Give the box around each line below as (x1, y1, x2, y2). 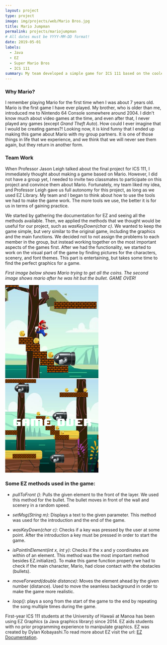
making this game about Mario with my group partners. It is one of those (5, 131, 153, 137)
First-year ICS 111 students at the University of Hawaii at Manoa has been (5, 613, 155, 619)
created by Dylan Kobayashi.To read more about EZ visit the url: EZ (5, 629, 143, 635)
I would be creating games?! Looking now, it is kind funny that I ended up (5, 126, 155, 132)
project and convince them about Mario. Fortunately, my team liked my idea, (5, 181, 161, 187)
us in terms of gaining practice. (5, 202, 69, 209)
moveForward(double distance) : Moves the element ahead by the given (12, 578, 159, 584)
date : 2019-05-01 (5, 40, 41, 45)
